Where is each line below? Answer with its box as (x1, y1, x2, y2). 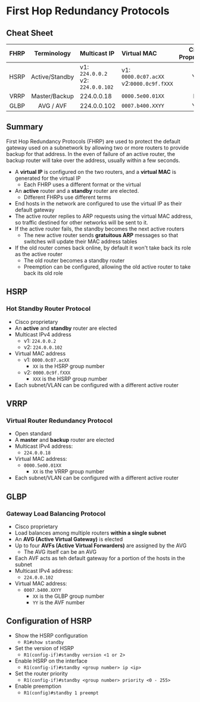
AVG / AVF (37, 102, 67, 110)
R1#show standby (23, 639, 64, 645)
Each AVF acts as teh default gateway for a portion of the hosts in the (14, 554, 186, 561)
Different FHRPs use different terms (23, 194, 111, 201)
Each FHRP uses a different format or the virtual (23, 180, 141, 188)
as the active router (14, 250, 63, 257)
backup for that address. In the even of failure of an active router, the (6, 150, 176, 157)
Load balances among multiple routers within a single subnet (14, 529, 167, 536)
